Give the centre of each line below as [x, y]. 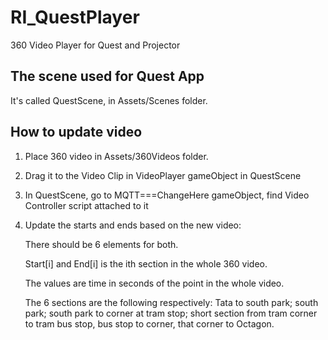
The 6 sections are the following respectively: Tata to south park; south [171, 302]
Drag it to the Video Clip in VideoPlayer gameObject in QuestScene [163, 175]
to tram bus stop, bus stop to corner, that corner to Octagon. [149, 323]
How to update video [76, 132]
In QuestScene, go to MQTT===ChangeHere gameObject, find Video [167, 195]
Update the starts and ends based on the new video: [133, 225]
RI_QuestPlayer [75, 17]
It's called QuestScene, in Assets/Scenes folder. [109, 100]
